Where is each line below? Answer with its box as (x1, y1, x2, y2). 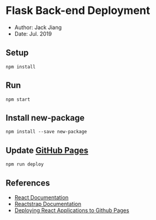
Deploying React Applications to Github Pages (14, 207, 129, 214)
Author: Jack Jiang (14, 24, 62, 31)
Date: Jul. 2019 (14, 30, 52, 37)
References (5, 178, 50, 188)
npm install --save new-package (5, 128, 87, 135)
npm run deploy (5, 161, 44, 167)
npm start (5, 96, 31, 102)
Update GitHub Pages (5, 145, 89, 155)
